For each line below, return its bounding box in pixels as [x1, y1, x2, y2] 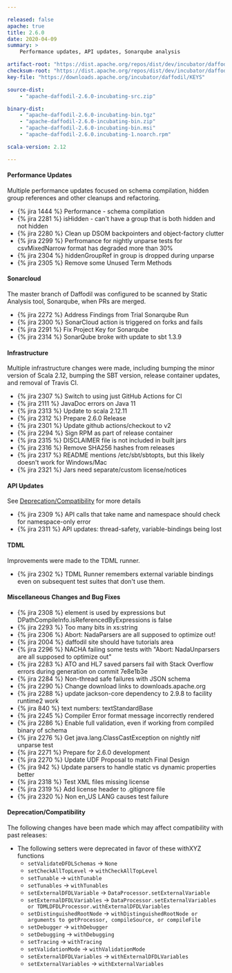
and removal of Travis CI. [7, 379, 79, 387]
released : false [7, 16, 54, 23]
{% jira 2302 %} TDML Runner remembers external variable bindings [17, 569, 214, 578]
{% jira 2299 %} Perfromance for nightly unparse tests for [17, 236, 183, 244]
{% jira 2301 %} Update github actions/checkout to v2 [17, 422, 171, 430]
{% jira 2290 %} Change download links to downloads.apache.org [17, 681, 206, 690]
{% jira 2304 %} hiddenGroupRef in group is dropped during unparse [17, 251, 215, 260]
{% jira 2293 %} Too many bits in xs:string [17, 623, 138, 631]
